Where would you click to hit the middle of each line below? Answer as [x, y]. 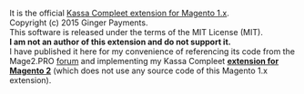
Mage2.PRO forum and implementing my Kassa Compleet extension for [144, 61]
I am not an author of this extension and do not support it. [120, 42]
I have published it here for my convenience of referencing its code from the [152, 52]
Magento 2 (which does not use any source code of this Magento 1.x [139, 70]
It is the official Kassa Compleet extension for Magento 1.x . [119, 13]
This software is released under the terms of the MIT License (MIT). [137, 32]
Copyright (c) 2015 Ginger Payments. [79, 23]
